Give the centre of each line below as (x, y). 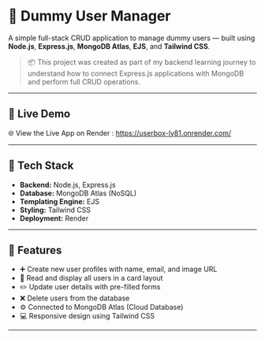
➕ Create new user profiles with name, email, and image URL (118, 269)
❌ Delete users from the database (75, 298)
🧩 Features (35, 250)
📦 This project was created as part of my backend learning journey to (142, 61)
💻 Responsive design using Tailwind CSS (87, 316)
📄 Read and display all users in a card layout (91, 278)
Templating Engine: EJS (60, 201)
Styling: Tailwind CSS (55, 210)
